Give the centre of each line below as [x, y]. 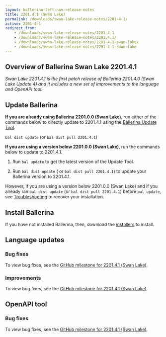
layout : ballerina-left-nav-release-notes [50, 10]
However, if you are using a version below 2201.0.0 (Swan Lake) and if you [82, 186]
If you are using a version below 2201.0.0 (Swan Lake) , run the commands [83, 147]
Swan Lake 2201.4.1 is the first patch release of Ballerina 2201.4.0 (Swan [80, 79]
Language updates [35, 240]
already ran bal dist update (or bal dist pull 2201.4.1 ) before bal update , [83, 191]
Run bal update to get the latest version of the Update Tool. [73, 162]
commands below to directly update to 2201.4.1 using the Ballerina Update [81, 122]
